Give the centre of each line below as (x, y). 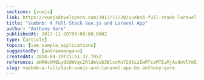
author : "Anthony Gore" (36, 29)
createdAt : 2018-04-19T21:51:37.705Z (54, 57)
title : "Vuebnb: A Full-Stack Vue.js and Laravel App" (77, 23)
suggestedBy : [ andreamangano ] (45, 51)
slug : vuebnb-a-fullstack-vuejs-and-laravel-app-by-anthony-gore (90, 68)
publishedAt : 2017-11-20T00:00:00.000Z (57, 34)
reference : (20, 62)
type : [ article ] (27, 40)
